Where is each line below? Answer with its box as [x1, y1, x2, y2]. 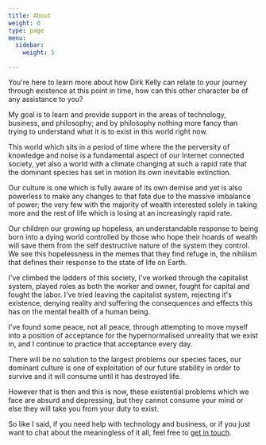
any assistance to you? [8, 95, 83, 103]
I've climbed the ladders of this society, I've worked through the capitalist [8, 273, 249, 283]
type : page [8, 26, 44, 34]
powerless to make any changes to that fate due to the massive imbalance [8, 192, 252, 201]
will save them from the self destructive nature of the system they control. [8, 240, 250, 250]
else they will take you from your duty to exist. [8, 404, 159, 413]
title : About [8, 11, 52, 20]
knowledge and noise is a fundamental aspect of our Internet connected [8, 150, 245, 160]
